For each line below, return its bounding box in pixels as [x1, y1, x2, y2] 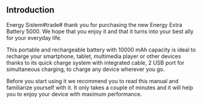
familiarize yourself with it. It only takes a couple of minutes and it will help [6, 84, 193, 91]
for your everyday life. [6, 34, 62, 42]
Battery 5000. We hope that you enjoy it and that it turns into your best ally [6, 28, 194, 35]
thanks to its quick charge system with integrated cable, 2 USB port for [6, 59, 185, 66]
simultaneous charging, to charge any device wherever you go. [6, 65, 165, 73]
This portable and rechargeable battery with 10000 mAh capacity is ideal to [6, 46, 197, 53]
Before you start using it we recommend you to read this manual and [6, 77, 179, 84]
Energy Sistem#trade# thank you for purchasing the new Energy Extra [6, 21, 182, 28]
